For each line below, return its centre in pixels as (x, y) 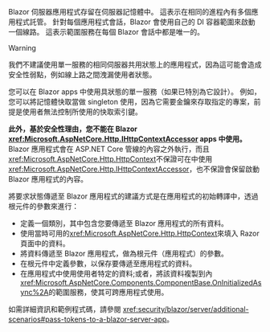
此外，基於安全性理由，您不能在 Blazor (73, 129)
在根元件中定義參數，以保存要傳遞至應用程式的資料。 (108, 263)
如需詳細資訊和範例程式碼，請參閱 (65, 309)
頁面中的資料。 (45, 243)
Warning (22, 48)
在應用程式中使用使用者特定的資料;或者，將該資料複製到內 (116, 273)
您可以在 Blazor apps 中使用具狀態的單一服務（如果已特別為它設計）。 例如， (135, 92)
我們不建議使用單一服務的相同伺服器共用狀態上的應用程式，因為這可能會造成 (135, 64)
